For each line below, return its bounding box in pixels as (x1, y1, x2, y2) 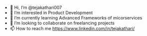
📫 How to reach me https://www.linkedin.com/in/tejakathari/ (9, 26, 135, 31)
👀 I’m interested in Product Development (9, 10, 93, 16)
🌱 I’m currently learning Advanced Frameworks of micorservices (9, 15, 143, 20)
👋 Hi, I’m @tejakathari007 (9, 5, 62, 10)
